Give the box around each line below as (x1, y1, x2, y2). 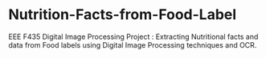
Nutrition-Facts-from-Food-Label (8, 6, 237, 24)
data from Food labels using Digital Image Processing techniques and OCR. (8, 40, 257, 49)
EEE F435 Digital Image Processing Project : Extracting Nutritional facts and (8, 32, 259, 41)
